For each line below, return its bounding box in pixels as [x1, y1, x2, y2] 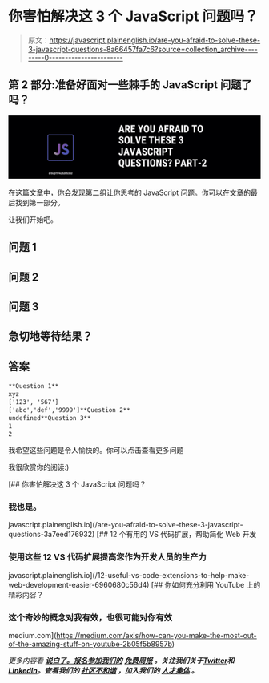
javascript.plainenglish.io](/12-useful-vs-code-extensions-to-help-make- [8, 570, 250, 580]
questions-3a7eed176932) [8, 530, 95, 540]
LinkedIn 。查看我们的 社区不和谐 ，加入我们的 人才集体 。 [8, 666, 199, 676]
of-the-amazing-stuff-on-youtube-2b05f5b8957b [8, 639, 172, 649]
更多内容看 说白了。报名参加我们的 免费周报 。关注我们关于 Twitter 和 [8, 656, 235, 665]
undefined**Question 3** [8, 414, 91, 422]
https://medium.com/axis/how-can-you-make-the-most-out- [55, 631, 258, 641]
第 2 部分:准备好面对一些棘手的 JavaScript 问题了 [8, 78, 252, 92]
